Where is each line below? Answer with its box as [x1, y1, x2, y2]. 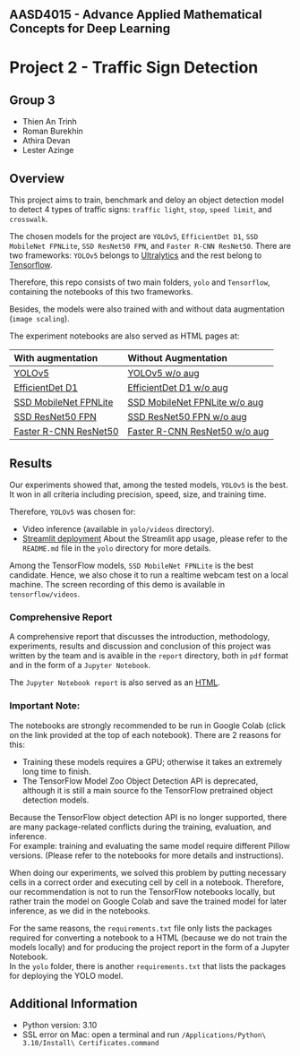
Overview [9, 170, 65, 186]
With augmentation [13, 352, 99, 365]
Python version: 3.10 [21, 1020, 98, 1031]
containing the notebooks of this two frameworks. [9, 287, 193, 297]
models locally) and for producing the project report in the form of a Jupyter [9, 941, 290, 952]
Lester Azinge [21, 145, 74, 156]
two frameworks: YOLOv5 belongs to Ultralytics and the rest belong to [9, 250, 262, 261]
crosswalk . [9, 214, 48, 225]
